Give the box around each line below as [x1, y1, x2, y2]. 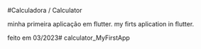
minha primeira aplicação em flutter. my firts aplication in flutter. [7, 20, 195, 28]
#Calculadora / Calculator [7, 6, 83, 14]
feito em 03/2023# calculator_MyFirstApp [7, 33, 130, 42]
